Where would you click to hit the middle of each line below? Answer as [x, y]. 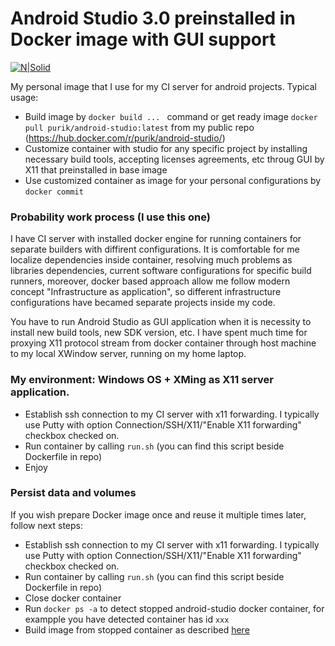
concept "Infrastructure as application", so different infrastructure [146, 292]
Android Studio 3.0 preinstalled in [153, 18]
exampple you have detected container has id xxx [127, 619]
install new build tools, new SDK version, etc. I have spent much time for [159, 333]
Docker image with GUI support [143, 39]
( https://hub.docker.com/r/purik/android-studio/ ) [125, 138]
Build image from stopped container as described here [137, 629]
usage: [24, 97]
